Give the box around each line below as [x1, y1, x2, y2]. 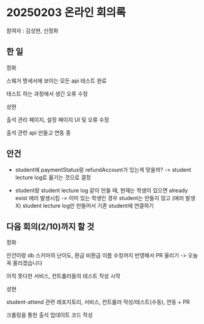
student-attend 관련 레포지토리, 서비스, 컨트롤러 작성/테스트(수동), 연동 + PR [6, 298, 191, 306]
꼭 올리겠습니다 [6, 259, 43, 267]
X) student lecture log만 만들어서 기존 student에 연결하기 [15, 202, 155, 209]
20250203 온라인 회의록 [6, 6, 126, 20]
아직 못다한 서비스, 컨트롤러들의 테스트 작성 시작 [6, 273, 121, 280]
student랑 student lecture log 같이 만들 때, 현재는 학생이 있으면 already [15, 186, 188, 194]
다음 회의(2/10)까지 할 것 [6, 221, 95, 232]
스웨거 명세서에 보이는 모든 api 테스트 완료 [6, 77, 107, 84]
